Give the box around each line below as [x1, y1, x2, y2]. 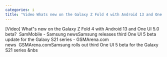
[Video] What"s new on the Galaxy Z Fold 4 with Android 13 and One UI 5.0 [5, 25, 159, 31]
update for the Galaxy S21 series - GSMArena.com [5, 36, 109, 42]
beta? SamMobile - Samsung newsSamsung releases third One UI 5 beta [5, 31, 156, 37]
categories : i [5, 7, 35, 12]
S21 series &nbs [5, 47, 38, 53]
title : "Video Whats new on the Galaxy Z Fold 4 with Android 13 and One [5, 12, 162, 17]
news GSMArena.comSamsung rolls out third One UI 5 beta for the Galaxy [5, 41, 158, 47]
